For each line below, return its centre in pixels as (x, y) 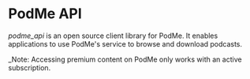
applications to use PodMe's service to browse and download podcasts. (125, 43)
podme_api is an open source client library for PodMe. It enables (113, 36)
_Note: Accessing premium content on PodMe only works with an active (125, 59)
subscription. (30, 67)
